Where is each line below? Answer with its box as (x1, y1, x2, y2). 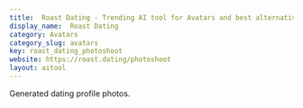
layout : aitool (9, 64, 67, 73)
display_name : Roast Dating (9, 22, 119, 31)
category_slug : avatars (9, 38, 99, 48)
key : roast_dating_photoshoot (9, 47, 124, 56)
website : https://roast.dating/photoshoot (9, 55, 171, 64)
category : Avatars (9, 30, 78, 39)
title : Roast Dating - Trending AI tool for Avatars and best (9, 13, 252, 22)
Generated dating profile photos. (9, 87, 131, 99)
